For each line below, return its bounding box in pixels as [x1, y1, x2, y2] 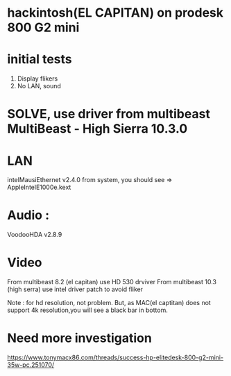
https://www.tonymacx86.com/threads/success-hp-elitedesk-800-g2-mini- [7, 353, 224, 362]
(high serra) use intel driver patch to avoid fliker [7, 285, 144, 293]
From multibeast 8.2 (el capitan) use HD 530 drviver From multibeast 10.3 [7, 278, 217, 286]
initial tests [7, 51, 72, 67]
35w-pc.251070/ [7, 361, 55, 369]
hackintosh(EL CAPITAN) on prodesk [7, 5, 224, 21]
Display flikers [17, 74, 58, 83]
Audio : [7, 207, 50, 223]
